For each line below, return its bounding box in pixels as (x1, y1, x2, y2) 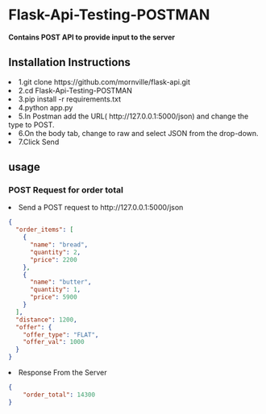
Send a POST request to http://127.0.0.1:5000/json (19, 203, 184, 213)
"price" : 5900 (29, 293, 78, 301)
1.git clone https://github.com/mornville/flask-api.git (19, 77, 191, 86)
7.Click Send (19, 137, 60, 147)
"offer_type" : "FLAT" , (23, 330, 99, 339)
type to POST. (8, 119, 55, 130)
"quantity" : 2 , (29, 248, 81, 256)
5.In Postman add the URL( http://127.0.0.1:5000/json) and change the (19, 111, 249, 121)
